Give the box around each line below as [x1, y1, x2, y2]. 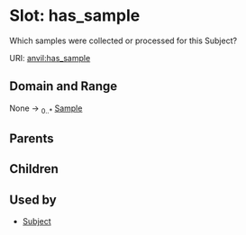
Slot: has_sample [9, 5, 141, 26]
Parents [9, 131, 54, 146]
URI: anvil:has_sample [9, 52, 91, 63]
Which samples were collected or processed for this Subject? [9, 35, 237, 46]
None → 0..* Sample [9, 103, 83, 115]
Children [9, 161, 59, 176]
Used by [9, 192, 57, 207]
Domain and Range [9, 78, 118, 95]
